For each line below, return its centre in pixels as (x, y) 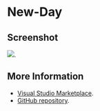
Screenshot (33, 38)
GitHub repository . (43, 100)
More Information (46, 77)
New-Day (35, 12)
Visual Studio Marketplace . (55, 93)
